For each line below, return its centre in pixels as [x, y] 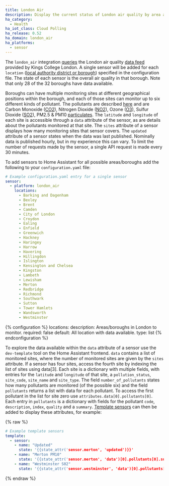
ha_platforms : [20, 43]
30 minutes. [18, 152]
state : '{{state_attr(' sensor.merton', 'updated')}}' [76, 450]
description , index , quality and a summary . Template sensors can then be [81, 407]
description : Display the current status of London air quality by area [83, 15]
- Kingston [30, 271]
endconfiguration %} [27, 338]
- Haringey [30, 242]
